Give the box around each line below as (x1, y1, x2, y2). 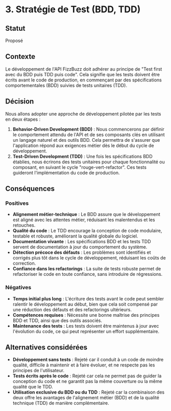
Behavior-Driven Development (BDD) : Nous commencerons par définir (12, 126, 164, 132)
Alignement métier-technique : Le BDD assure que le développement (12, 211, 161, 218)
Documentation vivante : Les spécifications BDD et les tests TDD (12, 239, 151, 245)
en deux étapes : (5, 116, 41, 122)
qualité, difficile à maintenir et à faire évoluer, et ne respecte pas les (12, 362, 155, 368)
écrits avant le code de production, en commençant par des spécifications (5, 77, 162, 83)
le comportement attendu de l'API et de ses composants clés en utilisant (12, 132, 165, 138)
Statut (5, 24, 26, 33)
